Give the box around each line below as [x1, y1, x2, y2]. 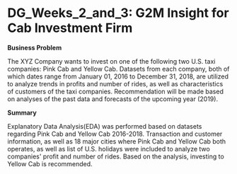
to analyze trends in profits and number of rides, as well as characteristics [7, 79, 224, 88]
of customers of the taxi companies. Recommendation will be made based [7, 87, 224, 95]
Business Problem [7, 43, 62, 52]
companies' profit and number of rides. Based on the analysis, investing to [7, 152, 224, 161]
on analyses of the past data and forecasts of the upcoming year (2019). [7, 94, 218, 103]
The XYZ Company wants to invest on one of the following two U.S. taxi [7, 57, 216, 65]
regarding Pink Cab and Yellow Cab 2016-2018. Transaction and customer [7, 129, 223, 138]
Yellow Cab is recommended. [7, 159, 93, 168]
